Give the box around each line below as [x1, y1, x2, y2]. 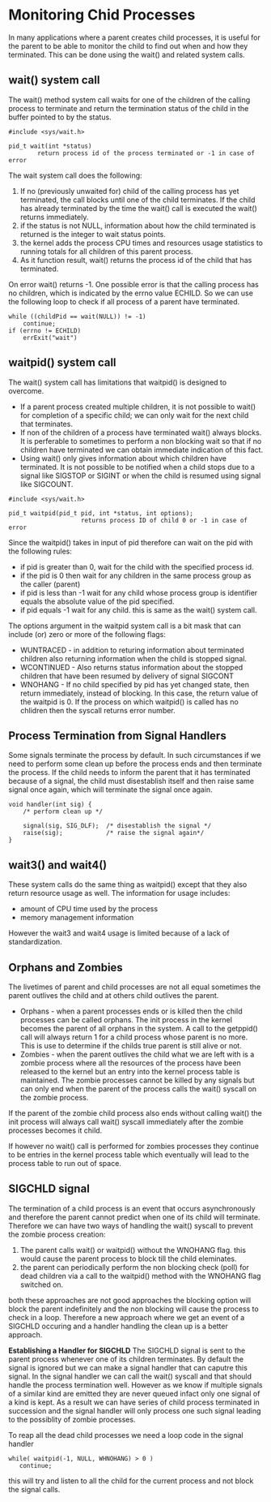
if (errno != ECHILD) [8, 326, 82, 334]
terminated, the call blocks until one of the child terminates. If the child [19, 195, 256, 204]
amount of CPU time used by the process [19, 904, 159, 914]
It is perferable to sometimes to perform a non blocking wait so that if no [19, 436, 262, 445]
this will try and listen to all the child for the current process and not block [8, 1475, 254, 1486]
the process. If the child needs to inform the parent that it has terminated [8, 768, 251, 777]
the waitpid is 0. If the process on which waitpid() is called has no [19, 696, 239, 707]
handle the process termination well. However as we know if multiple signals [8, 1379, 263, 1389]
